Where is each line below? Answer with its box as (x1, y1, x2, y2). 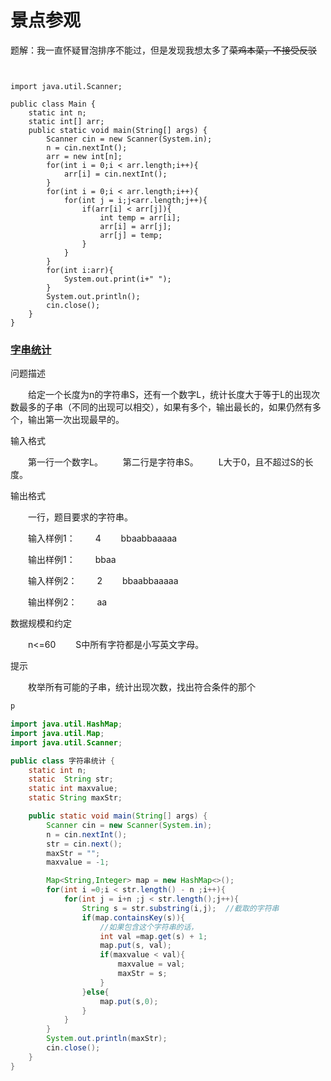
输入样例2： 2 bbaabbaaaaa (27, 575, 179, 587)
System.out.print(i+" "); (63, 274, 172, 284)
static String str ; (28, 774, 114, 785)
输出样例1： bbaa (27, 554, 117, 566)
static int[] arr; (28, 116, 105, 126)
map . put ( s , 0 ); (99, 996, 159, 1006)
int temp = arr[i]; (99, 212, 182, 223)
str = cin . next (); (46, 839, 123, 849)
